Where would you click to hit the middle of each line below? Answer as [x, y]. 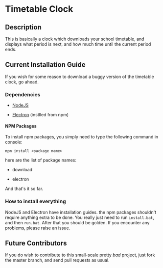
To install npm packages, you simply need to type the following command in [82, 137]
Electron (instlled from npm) [40, 115]
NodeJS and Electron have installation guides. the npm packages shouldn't [81, 212]
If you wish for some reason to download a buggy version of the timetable [80, 77]
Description [23, 27]
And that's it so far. [24, 189]
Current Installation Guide [45, 65]
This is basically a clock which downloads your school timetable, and [75, 39]
